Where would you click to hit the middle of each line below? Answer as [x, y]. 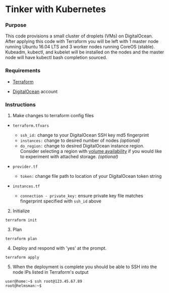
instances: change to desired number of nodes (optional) [80, 140]
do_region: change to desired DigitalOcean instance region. [82, 146]
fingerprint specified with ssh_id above [61, 201]
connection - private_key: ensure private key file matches [81, 196]
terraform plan [21, 239]
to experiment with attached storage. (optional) [69, 157]
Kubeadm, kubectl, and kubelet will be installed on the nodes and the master [85, 52]
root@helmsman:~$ [23, 286]
